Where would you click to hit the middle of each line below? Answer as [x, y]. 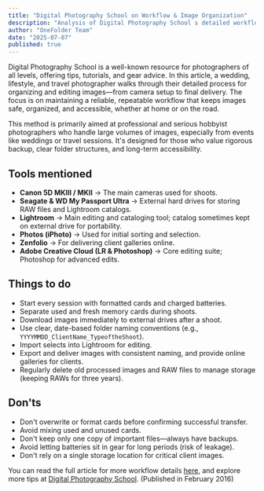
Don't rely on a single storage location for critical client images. [122, 455]
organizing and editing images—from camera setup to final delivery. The [125, 92]
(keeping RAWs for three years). [71, 378]
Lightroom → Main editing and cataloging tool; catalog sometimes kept [134, 218]
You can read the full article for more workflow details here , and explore [125, 470]
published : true [35, 45]
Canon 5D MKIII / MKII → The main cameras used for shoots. [118, 192]
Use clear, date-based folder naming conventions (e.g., [109, 328]
